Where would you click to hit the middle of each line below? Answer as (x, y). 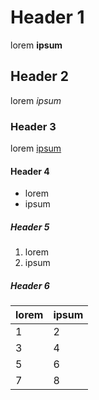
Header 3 (33, 126)
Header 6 (30, 285)
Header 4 (30, 171)
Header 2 (40, 76)
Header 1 (47, 17)
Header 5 (30, 227)
